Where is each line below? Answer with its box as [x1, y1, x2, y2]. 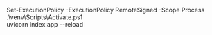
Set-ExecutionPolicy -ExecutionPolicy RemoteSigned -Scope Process [6, 6, 205, 14]
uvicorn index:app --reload [6, 21, 84, 28]
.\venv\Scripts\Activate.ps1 [6, 13, 83, 21]
